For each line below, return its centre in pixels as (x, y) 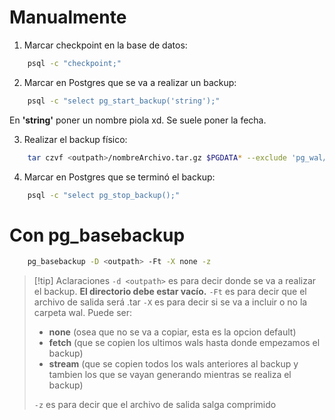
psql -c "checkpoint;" (74, 63)
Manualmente (68, 17)
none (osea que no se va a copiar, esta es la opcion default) (172, 332)
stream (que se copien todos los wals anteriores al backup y (173, 364)
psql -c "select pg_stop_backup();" (104, 195)
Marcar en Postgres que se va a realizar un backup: (130, 82)
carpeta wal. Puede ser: (83, 313)
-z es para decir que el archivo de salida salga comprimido (155, 405)
